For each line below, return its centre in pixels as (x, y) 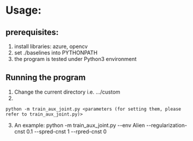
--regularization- (167, 125)
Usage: (24, 10)
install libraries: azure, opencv (51, 46)
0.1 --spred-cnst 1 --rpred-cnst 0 (66, 132)
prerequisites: (32, 32)
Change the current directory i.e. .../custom (67, 92)
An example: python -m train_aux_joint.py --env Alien (80, 125)
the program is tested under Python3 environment (75, 59)
